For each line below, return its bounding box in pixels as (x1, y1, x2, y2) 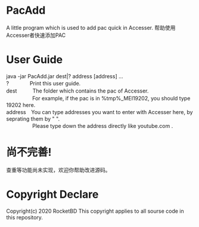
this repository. (6, 213, 43, 221)
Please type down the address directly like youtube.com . (32, 122, 173, 129)
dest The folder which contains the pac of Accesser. (6, 87, 149, 94)
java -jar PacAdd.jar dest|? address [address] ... (6, 72, 123, 79)
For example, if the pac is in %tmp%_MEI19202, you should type (32, 94, 191, 102)
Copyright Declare (6, 188, 99, 201)
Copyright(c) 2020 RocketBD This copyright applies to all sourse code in (6, 207, 185, 214)
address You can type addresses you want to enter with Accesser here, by (6, 108, 193, 115)
